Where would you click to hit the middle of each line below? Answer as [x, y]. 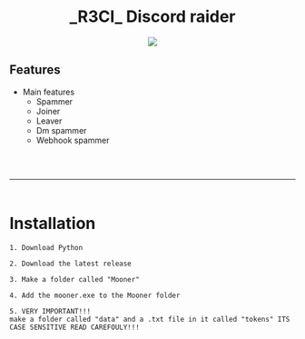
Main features [49, 92]
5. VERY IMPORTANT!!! [50, 311]
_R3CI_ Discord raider [152, 17]
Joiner [48, 111]
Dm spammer [61, 130]
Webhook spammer [73, 140]
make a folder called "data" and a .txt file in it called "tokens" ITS [150, 319]
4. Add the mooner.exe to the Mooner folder [95, 295]
